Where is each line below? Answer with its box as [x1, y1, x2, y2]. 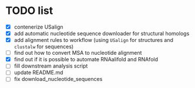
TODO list [5, 4, 53, 17]
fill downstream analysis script [14, 62, 88, 69]
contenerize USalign [14, 23, 63, 30]
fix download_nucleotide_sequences [14, 76, 103, 83]
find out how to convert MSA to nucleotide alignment [14, 50, 142, 57]
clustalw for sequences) [14, 43, 74, 50]
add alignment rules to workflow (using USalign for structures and [14, 37, 174, 44]
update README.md [14, 69, 63, 76]
